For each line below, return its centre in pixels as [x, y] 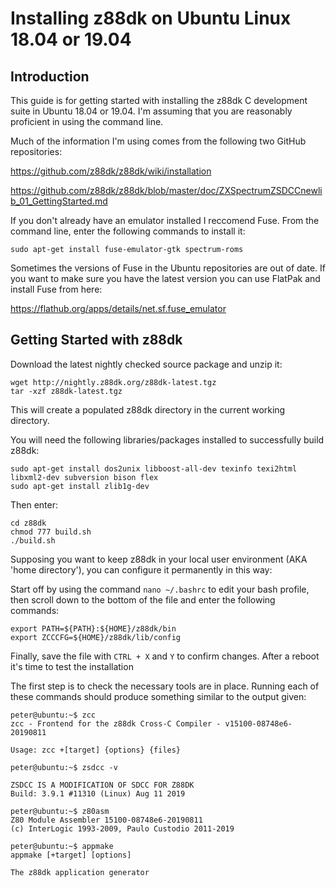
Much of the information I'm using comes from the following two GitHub [158, 141]
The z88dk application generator [80, 872]
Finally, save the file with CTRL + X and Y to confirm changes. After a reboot [165, 656]
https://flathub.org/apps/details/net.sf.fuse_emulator [118, 308]
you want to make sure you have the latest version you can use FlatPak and [165, 278]
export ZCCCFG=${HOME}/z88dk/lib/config [96, 637]
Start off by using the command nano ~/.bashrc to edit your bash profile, [160, 589]
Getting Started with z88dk [96, 340]
